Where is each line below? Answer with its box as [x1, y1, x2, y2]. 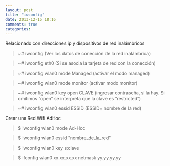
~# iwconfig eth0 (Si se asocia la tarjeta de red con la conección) [17, 60, 156, 66]
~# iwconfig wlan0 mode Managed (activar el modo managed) [17, 70, 150, 77]
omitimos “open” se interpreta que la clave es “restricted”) [17, 96, 141, 102]
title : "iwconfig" [5, 12, 45, 17]
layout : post [5, 7, 33, 13]
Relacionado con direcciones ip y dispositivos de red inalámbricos [5, 40, 145, 46]
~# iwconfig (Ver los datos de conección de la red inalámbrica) [17, 51, 151, 57]
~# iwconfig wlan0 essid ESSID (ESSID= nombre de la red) [17, 105, 142, 111]
